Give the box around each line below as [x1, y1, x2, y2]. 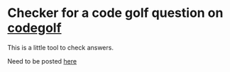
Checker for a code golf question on [7, 5, 224, 21]
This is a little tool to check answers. [7, 43, 114, 52]
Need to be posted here [7, 56, 77, 65]
